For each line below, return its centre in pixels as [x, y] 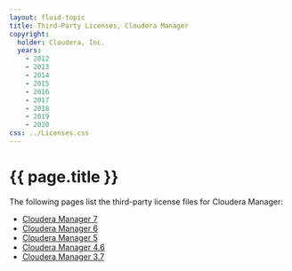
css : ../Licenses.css [49, 133]
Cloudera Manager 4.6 [63, 247]
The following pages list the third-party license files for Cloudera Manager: [146, 202]
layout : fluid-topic [48, 17]
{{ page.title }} [64, 177]
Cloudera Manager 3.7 [63, 256]
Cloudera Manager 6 [60, 228]
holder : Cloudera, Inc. [61, 42]
